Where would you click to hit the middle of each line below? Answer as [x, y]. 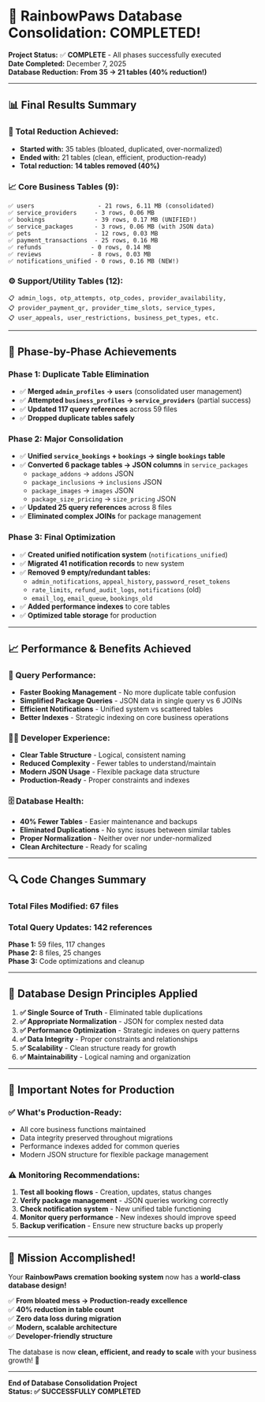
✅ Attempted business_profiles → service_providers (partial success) [135, 400]
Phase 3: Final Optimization [62, 538]
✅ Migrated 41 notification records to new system [102, 563]
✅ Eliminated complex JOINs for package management [110, 516]
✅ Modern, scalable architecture [63, 1327]
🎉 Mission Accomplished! [72, 1258]
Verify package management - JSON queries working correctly [124, 1201]
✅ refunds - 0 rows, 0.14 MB [80, 247]
